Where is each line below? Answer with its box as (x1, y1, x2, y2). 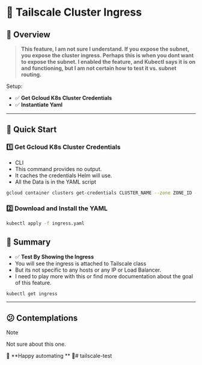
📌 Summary (6, 237, 51, 248)
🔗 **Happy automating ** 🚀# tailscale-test (6, 352, 112, 360)
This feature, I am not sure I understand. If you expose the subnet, (20, 45, 189, 52)
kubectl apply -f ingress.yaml (6, 220, 85, 226)
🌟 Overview (6, 30, 50, 40)
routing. (20, 71, 42, 78)
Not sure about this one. (6, 340, 66, 348)
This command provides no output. (14, 165, 102, 172)
